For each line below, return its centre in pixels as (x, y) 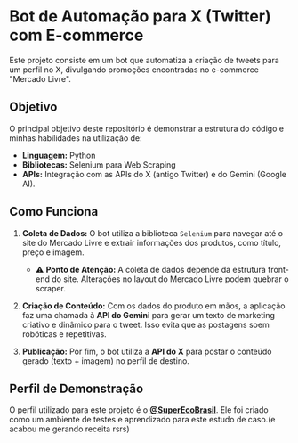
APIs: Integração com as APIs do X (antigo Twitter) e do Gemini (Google (154, 174)
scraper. (51, 288)
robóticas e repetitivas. (64, 334)
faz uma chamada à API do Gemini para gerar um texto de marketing (149, 315)
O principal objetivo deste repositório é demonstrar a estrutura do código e (147, 128)
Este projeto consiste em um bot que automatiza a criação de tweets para (145, 60)
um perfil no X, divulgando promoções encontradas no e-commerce (134, 70)
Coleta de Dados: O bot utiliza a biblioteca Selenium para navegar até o (152, 233)
